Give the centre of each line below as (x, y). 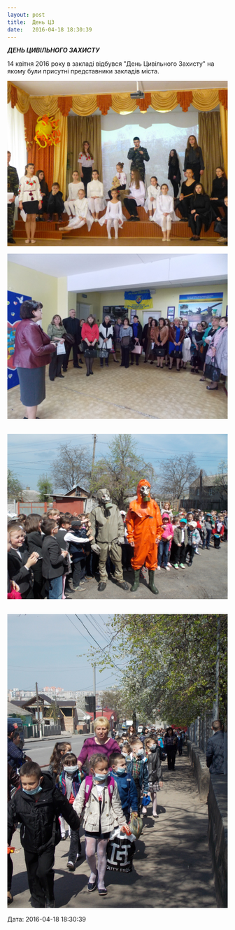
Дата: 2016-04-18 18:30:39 (47, 920)
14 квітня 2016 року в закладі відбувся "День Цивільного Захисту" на (111, 64)
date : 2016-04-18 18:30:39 (50, 29)
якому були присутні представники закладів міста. (83, 71)
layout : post (26, 15)
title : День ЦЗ (31, 22)
